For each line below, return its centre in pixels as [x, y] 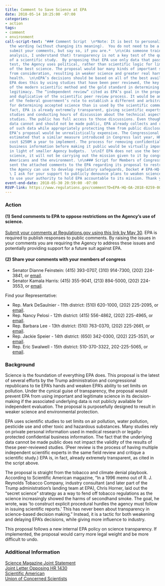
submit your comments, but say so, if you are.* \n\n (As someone [79, 51]
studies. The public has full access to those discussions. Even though [85, 119]
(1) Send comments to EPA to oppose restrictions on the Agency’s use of [80, 216]
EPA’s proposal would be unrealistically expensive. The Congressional [84, 133]
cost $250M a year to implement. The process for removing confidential [85, 142]
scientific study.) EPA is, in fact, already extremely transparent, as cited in [80, 458]
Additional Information [33, 552]
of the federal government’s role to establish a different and [77, 101]
